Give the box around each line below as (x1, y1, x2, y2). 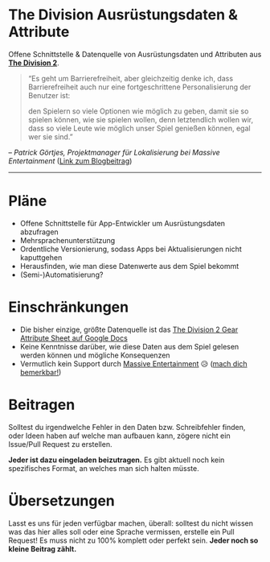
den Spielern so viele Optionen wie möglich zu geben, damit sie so (27, 106, 249, 116)
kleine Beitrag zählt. (8, 543, 77, 553)
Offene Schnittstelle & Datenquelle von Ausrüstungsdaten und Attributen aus (8, 49, 262, 59)
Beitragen (8, 396, 76, 414)
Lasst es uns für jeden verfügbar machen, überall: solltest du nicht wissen (8, 518, 253, 528)
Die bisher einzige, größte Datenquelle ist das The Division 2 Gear (19, 324, 239, 334)
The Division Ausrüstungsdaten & (8, 6, 239, 24)
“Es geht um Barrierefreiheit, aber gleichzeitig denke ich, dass (27, 73, 234, 83)
